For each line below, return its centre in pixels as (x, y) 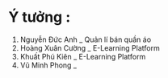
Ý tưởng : (40, 17)
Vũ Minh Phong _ (48, 65)
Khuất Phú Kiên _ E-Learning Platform (83, 56)
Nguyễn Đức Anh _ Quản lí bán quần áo (86, 39)
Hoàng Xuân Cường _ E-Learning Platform (90, 47)
